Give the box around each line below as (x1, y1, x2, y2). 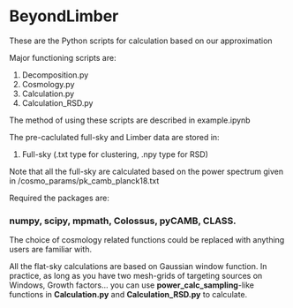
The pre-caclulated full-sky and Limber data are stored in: (9, 131, 220, 142)
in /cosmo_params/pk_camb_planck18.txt (9, 175, 160, 186)
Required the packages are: (9, 192, 110, 203)
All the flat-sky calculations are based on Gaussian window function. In (9, 261, 267, 272)
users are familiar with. (9, 244, 93, 255)
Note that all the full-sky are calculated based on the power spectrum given (9, 166, 284, 177)
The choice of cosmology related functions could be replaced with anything (9, 235, 285, 245)
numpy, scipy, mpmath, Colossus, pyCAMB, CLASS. (9, 214, 237, 227)
